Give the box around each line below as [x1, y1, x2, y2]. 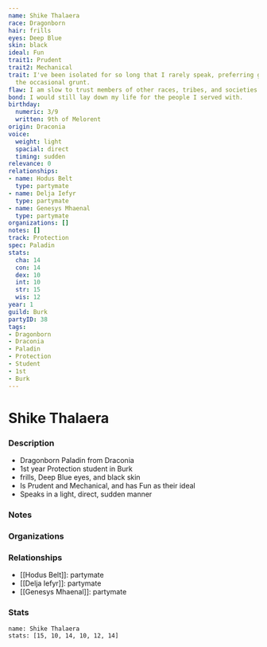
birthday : [8, 100, 41, 108]
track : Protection [8, 234, 69, 242]
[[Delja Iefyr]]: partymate [19, 578, 102, 588]
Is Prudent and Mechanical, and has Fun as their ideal [19, 480, 196, 490]
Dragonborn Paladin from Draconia [19, 455, 135, 465]
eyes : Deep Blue [8, 33, 62, 42]
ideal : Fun [8, 49, 44, 57]
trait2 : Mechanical [8, 64, 73, 72]
